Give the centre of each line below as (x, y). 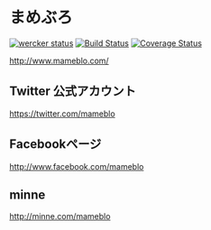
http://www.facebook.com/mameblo (77, 166)
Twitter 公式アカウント (73, 92)
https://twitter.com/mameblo (62, 114)
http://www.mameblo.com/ (60, 60)
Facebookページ (55, 144)
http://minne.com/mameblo (60, 216)
